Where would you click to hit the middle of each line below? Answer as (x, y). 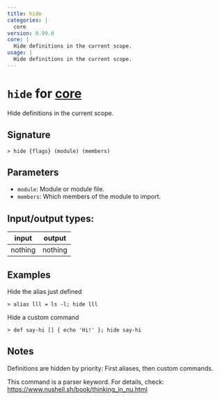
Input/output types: (51, 218)
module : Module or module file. (61, 189)
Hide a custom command (43, 317)
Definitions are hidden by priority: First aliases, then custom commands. (110, 368)
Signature (29, 135)
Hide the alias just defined (45, 291)
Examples (29, 275)
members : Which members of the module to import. (89, 197)
